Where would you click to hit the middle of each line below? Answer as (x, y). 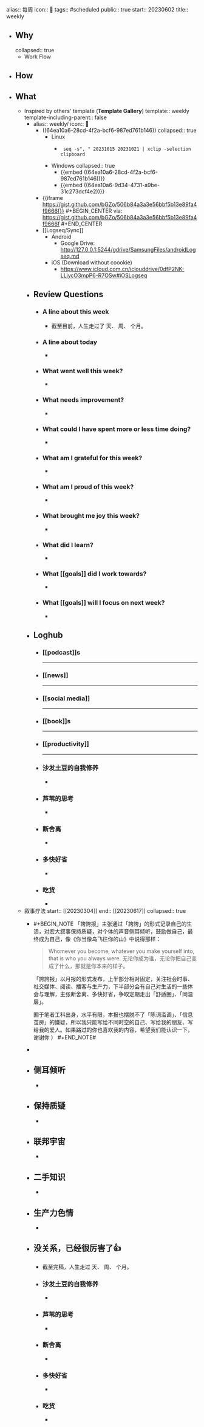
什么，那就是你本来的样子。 (94, 966)
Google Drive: (78, 243)
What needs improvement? (83, 400)
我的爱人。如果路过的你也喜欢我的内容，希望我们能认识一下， (116, 1030)
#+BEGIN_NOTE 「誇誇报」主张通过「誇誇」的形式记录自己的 (110, 924)
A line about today (70, 342)
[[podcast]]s (61, 652)
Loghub (48, 635)
